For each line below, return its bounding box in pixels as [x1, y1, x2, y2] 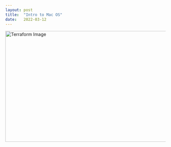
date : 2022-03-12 [5, 17, 47, 22]
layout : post [5, 7, 33, 13]
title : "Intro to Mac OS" [5, 12, 63, 17]
